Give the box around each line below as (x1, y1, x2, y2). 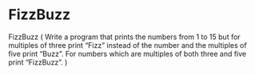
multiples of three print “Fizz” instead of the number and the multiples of (8, 40, 247, 49)
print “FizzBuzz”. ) (8, 57, 68, 67)
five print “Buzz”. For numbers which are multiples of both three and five (8, 49, 247, 58)
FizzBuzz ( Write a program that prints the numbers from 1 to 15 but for (8, 32, 241, 41)
